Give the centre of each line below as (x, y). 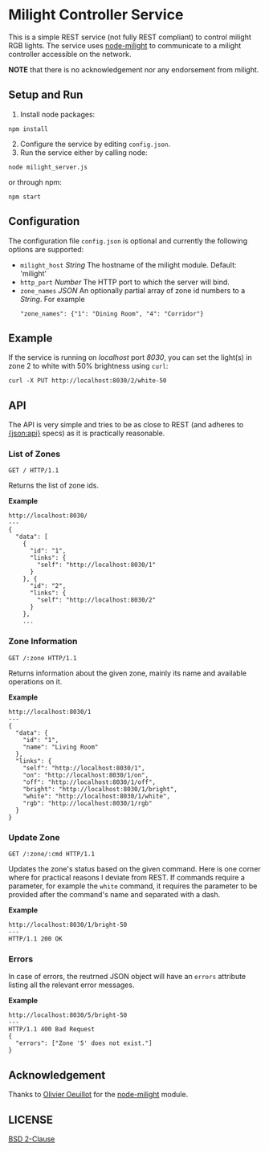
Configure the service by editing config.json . (95, 144)
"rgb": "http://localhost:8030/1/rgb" (88, 803)
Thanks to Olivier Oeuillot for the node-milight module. (98, 1095)
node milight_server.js (48, 167)
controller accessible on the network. (70, 54)
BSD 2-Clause (32, 1139)
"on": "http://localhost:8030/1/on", (86, 775)
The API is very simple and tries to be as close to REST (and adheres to (126, 425)
